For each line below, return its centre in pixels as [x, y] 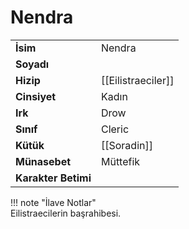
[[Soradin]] [126, 145]
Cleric [115, 129]
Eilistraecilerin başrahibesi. [66, 213]
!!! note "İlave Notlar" [53, 202]
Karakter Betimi [53, 178]
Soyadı [32, 64]
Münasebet [43, 161]
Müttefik [120, 161]
